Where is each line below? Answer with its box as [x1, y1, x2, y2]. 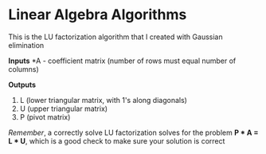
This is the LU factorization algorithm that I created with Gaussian [8, 32, 223, 41]
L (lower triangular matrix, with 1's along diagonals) [19, 95, 187, 105]
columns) [8, 64, 40, 73]
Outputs [8, 80, 37, 89]
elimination [8, 40, 45, 49]
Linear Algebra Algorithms [8, 6, 187, 24]
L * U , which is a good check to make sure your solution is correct [8, 136, 225, 145]
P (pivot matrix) [19, 112, 71, 121]
